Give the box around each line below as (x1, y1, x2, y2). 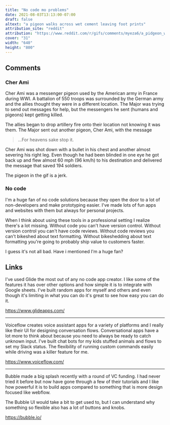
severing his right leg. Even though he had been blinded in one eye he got (5, 152, 159, 158)
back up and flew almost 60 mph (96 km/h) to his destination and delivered (5, 157, 162, 163)
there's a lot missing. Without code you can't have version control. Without (5, 222, 161, 228)
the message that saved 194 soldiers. (5, 163, 83, 169)
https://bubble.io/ (5, 414, 41, 420)
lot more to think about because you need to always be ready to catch (5, 333, 151, 339)
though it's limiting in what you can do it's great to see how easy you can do (5, 293, 164, 299)
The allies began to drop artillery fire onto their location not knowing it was (5, 122, 160, 128)
